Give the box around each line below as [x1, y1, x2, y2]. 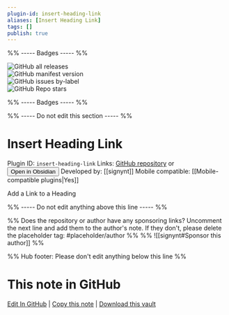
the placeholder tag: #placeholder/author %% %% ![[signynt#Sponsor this [7, 231, 221, 240]
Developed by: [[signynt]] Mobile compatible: [60, 167, 191, 175]
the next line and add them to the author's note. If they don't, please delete [7, 224, 222, 233]
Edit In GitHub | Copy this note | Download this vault [7, 300, 157, 308]
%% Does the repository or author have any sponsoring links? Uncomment [7, 217, 222, 225]
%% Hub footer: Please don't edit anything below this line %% [7, 252, 187, 261]
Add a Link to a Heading [7, 189, 77, 198]
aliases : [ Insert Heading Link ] [7, 17, 101, 24]
